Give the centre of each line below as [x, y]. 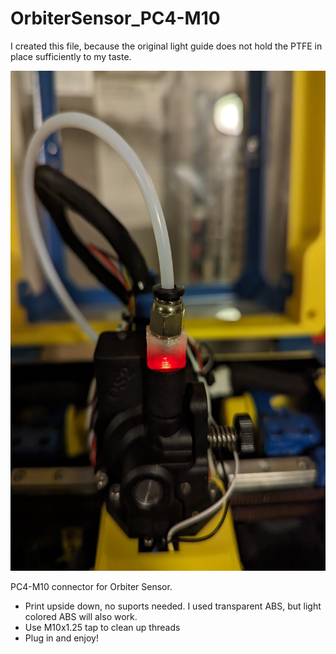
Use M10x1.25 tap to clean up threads [102, 627]
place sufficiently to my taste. [71, 56]
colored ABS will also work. [81, 616]
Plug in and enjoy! [62, 638]
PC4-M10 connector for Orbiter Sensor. [91, 586]
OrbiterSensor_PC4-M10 [115, 18]
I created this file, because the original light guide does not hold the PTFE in [166, 46]
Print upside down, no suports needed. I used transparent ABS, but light [173, 606]
